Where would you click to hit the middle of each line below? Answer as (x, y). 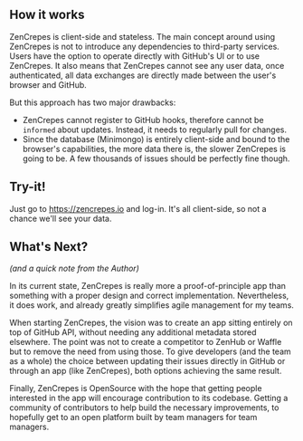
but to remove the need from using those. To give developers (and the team (150, 351)
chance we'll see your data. (61, 218)
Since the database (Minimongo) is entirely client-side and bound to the (156, 139)
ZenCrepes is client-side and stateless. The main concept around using (142, 36)
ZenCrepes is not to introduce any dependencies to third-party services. (145, 46)
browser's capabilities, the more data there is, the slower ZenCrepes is (154, 149)
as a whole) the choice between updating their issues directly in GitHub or (147, 361)
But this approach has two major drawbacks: (93, 102)
